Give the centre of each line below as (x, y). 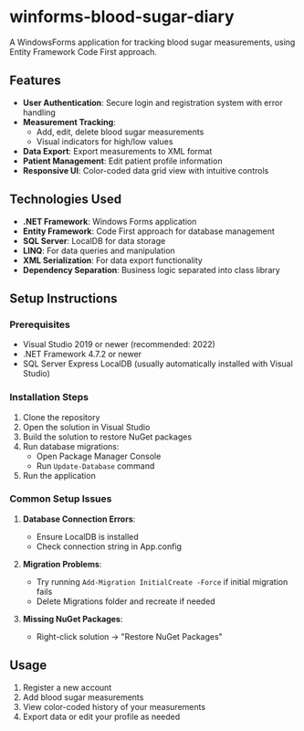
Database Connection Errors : (79, 519)
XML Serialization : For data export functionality (112, 260)
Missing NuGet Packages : (73, 619)
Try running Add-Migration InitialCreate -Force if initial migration (162, 581)
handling (39, 112)
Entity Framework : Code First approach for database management (149, 231)
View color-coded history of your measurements (114, 706)
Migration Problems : (62, 564)
